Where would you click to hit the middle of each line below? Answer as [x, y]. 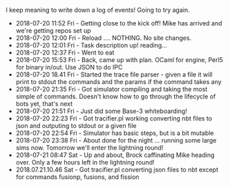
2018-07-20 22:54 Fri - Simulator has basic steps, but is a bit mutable [115, 133]
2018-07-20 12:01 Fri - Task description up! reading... [92, 45]
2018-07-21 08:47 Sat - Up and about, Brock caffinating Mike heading [115, 155]
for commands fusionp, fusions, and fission [77, 177]
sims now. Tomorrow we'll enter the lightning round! [89, 148]
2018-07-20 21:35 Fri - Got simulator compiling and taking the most [112, 89]
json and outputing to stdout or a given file [76, 126]
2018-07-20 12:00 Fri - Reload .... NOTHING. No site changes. [104, 38]
